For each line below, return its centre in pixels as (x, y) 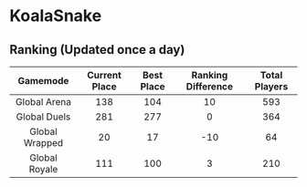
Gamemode (43, 81)
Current (104, 75)
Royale (43, 169)
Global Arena (43, 102)
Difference (210, 86)
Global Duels (43, 117)
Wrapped (43, 143)
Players (271, 86)
